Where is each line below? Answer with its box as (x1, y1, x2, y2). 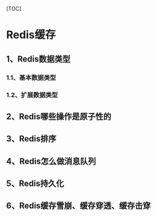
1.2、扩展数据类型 (6, 91, 58, 99)
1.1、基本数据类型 (6, 73, 56, 82)
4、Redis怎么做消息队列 (6, 156, 96, 166)
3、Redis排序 (6, 134, 57, 144)
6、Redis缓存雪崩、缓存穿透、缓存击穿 (6, 201, 151, 211)
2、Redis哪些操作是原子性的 (6, 111, 111, 122)
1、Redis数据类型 (6, 54, 71, 64)
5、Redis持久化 (6, 178, 64, 188)
